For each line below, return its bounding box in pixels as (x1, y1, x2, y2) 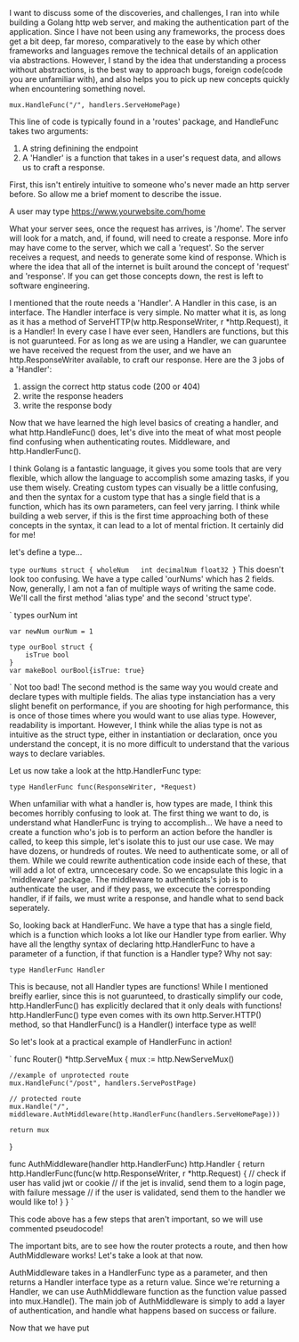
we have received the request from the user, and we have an (9, 345, 231, 355)
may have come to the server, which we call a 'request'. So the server (9, 243, 264, 253)
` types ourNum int (9, 610, 78, 620)
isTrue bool (25, 650, 69, 659)
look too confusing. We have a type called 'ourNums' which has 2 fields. (9, 574, 275, 584)
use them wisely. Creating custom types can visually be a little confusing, (9, 482, 279, 493)
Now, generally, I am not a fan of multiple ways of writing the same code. (9, 584, 277, 593)
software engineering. (9, 280, 91, 291)
